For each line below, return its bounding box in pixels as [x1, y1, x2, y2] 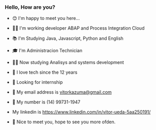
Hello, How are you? [5, 4, 56, 11]
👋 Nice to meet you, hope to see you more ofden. [12, 119, 116, 125]
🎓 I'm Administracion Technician [12, 48, 83, 54]
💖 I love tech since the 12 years [12, 69, 77, 75]
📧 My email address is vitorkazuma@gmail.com [12, 89, 112, 95]
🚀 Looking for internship [12, 79, 63, 85]
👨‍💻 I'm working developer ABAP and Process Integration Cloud [12, 25, 145, 31]
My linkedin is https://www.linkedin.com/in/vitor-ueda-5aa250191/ [12, 109, 151, 115]
